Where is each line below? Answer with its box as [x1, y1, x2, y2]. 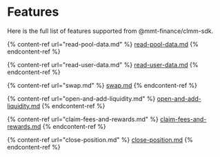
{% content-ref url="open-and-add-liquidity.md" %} [7, 94, 156, 103]
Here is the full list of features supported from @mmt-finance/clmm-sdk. [7, 27, 214, 35]
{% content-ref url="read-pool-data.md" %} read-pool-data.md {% [7, 40, 199, 48]
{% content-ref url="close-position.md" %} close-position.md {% [7, 135, 193, 144]
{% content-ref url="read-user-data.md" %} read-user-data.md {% [7, 60, 199, 69]
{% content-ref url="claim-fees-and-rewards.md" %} [7, 114, 159, 123]
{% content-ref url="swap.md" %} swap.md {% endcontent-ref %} [7, 81, 198, 89]
